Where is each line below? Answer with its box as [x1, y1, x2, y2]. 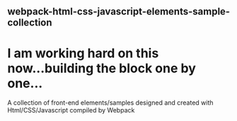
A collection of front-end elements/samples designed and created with [7, 98, 214, 107]
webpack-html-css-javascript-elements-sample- [7, 6, 231, 18]
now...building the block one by [7, 60, 197, 76]
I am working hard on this [7, 45, 159, 61]
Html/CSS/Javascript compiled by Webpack [7, 106, 135, 115]
